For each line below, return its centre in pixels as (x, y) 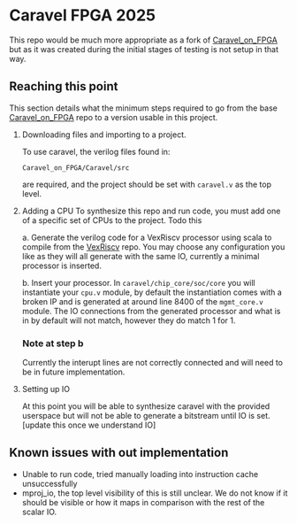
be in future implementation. (73, 372)
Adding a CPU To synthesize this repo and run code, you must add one (151, 211)
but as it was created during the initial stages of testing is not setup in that (144, 49)
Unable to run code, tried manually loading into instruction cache (140, 474)
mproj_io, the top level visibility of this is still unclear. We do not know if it (155, 493)
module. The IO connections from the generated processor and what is (151, 311)
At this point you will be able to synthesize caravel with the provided (146, 406)
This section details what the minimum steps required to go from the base (144, 108)
